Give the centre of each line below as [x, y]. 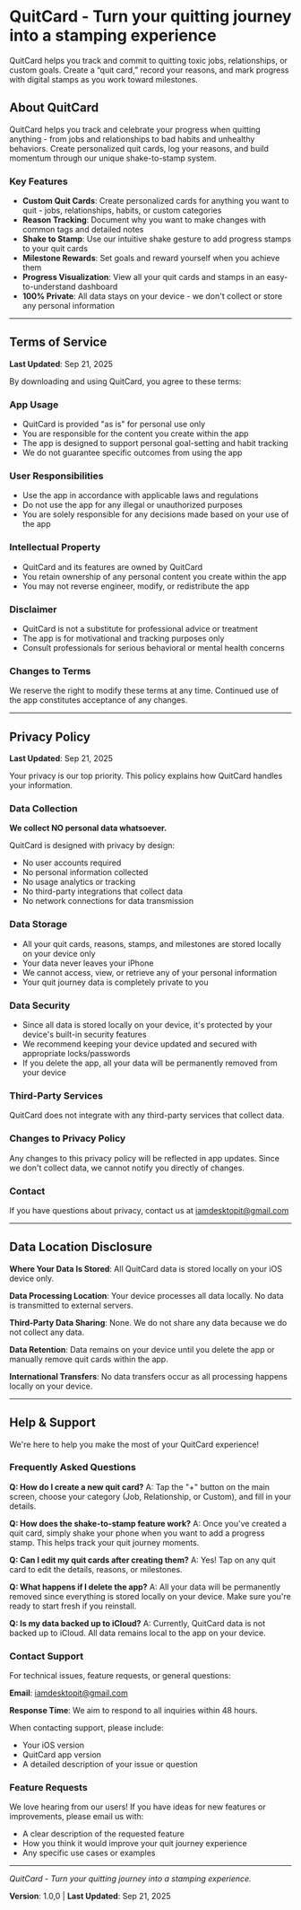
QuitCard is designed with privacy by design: [92, 845]
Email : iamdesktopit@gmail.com [69, 1693]
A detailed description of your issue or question [110, 1765]
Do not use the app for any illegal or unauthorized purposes [133, 505]
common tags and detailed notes [83, 230]
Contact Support [46, 1656]
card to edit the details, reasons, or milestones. [96, 1569]
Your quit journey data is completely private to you [115, 982]
